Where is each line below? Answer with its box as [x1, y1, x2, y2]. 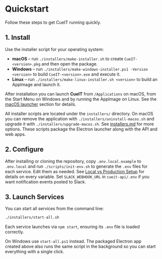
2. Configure [5, 146, 44, 154]
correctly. [5, 229, 24, 235]
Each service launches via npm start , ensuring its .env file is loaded [5, 224, 140, 230]
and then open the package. [41, 61, 98, 66]
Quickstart [5, 3, 49, 15]
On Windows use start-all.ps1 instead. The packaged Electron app [5, 239, 142, 244]
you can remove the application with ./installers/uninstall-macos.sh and [5, 115, 155, 122]
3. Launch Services [5, 193, 64, 201]
